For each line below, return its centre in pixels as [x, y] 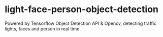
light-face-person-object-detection [81, 9]
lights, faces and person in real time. [43, 28]
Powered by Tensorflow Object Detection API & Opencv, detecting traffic [81, 23]
